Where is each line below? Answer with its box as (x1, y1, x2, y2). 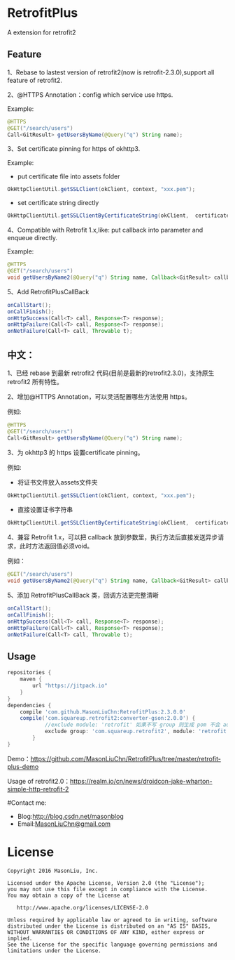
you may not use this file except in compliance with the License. (7, 886, 208, 893)
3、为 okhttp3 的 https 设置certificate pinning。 (7, 448, 145, 456)
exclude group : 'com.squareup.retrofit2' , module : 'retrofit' (44, 728, 230, 735)
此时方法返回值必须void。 (19, 542, 93, 551)
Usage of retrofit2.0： (7, 777, 71, 785)
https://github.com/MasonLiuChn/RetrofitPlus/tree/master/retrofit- (30, 754, 222, 763)
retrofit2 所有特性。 (7, 377, 63, 386)
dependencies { (7, 702, 52, 709)
